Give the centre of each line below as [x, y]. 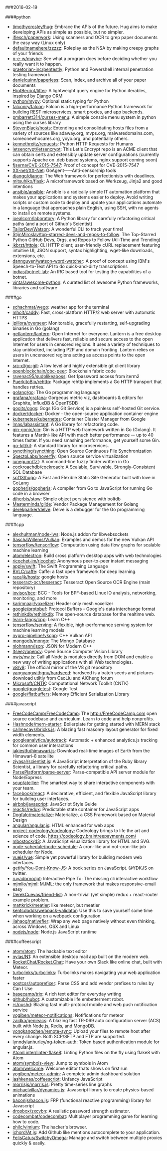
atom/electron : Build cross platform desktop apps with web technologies [87, 555]
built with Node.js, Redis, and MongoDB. [54, 1026]
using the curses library [37, 123]
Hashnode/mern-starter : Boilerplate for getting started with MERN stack [86, 724]
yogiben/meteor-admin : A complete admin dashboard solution [76, 1074]
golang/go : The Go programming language [56, 392]
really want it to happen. [37, 64]
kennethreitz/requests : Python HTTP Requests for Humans [73, 144]
